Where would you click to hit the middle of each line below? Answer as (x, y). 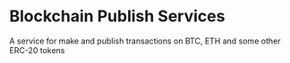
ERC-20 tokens (37, 50)
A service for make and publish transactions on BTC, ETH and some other (145, 41)
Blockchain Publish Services (117, 16)
